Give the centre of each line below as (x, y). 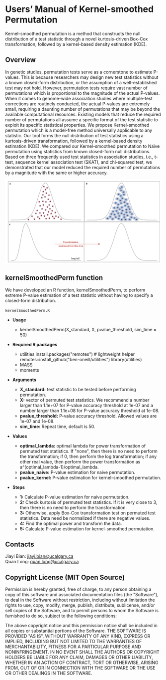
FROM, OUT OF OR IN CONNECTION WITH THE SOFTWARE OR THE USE (80, 668)
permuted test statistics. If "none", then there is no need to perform (88, 451)
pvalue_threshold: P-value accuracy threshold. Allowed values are (88, 416)
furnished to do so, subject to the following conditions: (61, 616)
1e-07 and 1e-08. (37, 421)
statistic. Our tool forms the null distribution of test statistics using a (74, 135)
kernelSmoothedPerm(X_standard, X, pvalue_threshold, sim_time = (88, 329)
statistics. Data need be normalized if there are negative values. (85, 518)
